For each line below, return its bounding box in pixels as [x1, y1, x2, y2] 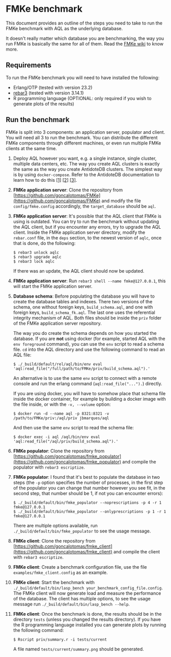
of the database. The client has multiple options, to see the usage [13, 595, 151, 601]
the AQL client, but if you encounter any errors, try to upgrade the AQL [13, 224, 161, 230]
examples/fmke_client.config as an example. [13, 569, 108, 575]
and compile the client [113, 548, 160, 554]
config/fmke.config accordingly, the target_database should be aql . [13, 203, 157, 209]
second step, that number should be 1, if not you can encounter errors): [13, 490, 163, 496]
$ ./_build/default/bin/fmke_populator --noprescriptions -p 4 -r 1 [13, 500, 162, 505]
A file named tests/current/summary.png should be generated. [13, 646, 144, 652]
